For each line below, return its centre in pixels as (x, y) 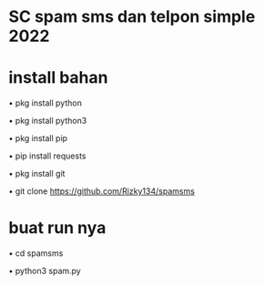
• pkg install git (37, 174)
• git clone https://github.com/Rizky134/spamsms (102, 191)
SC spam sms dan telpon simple (132, 17)
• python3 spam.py (45, 271)
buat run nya (57, 228)
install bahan (58, 78)
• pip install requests (48, 156)
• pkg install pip (38, 138)
